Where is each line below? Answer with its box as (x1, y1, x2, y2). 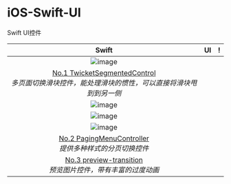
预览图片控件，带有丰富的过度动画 (49, 165, 159, 174)
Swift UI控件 (7, 28, 42, 37)
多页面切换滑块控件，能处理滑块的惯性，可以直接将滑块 (11, 78, 190, 88)
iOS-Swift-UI (7, 5, 81, 21)
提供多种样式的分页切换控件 (59, 143, 149, 153)
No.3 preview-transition (65, 155, 143, 165)
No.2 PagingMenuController (58, 133, 150, 143)
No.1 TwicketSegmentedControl (52, 68, 156, 77)
